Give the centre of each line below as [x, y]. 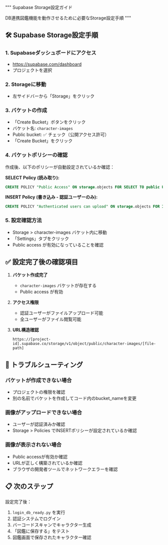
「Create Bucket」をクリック [42, 141]
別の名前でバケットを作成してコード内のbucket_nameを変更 [74, 398]
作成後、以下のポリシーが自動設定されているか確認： [60, 167]
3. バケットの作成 [26, 110]
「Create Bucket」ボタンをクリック [49, 122]
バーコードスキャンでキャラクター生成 [52, 524]
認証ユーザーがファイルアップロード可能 [61, 313]
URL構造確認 [25, 330]
